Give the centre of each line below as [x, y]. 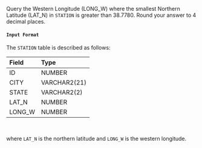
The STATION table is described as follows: [58, 48]
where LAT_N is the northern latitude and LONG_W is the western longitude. [96, 139]
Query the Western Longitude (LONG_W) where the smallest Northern [93, 9]
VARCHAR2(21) [64, 83]
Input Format [23, 35]
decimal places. [26, 21]
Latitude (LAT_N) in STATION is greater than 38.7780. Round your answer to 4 [101, 15]
